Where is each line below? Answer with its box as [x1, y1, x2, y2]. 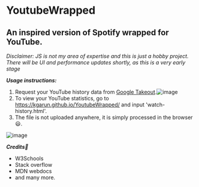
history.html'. [14, 108, 47, 114]
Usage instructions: [6, 77, 57, 84]
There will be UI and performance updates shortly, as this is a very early [6, 59, 186, 66]
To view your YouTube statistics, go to [14, 95, 109, 102]
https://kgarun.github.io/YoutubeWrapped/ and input [14, 101, 145, 108]
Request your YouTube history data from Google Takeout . [14, 88, 157, 96]
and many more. [14, 174, 56, 181]
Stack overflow [14, 161, 53, 168]
